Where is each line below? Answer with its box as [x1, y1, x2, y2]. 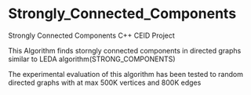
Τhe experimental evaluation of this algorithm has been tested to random [8, 69, 243, 79]
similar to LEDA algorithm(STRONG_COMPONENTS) [8, 54, 176, 64]
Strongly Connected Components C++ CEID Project [8, 31, 175, 40]
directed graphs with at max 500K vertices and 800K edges [8, 78, 202, 87]
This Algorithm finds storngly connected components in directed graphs [8, 46, 242, 55]
